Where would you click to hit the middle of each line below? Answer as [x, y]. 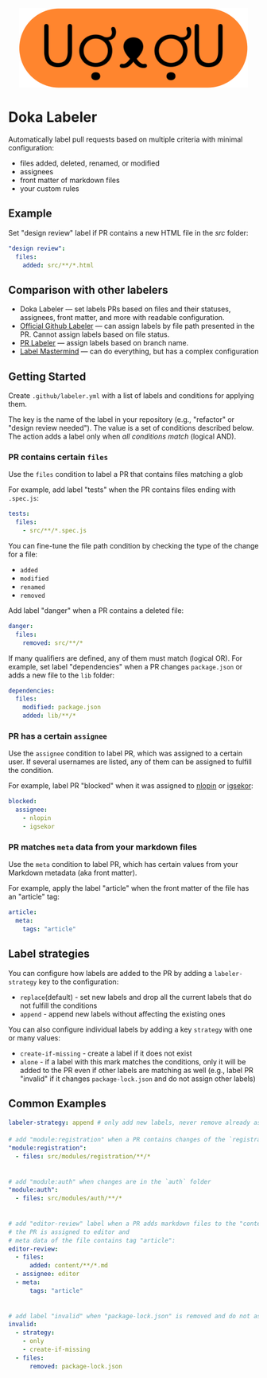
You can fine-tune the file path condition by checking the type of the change [133, 545]
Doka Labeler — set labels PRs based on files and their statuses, [125, 309]
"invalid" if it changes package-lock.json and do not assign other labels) [137, 1079]
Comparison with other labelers [88, 290]
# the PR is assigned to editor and [69, 1232]
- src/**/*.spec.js [55, 531]
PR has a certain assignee [58, 736]
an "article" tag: [34, 897]
